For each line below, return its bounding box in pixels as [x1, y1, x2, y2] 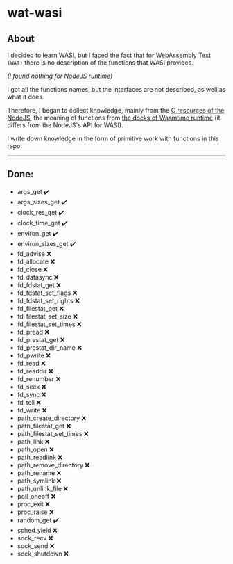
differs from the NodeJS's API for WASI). [7, 121, 123, 129]
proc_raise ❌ [17, 508, 54, 516]
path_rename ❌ [17, 468, 62, 477]
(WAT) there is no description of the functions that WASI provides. [7, 58, 194, 67]
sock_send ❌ [17, 541, 55, 550]
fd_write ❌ [17, 405, 47, 414]
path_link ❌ [17, 437, 50, 446]
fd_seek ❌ [17, 382, 46, 391]
